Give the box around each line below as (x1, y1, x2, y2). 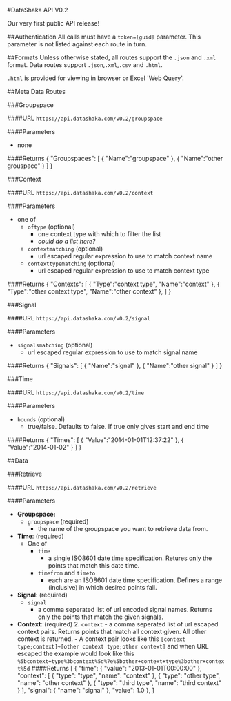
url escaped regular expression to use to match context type (37, 267, 210, 275)
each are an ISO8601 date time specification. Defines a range (48, 576, 223, 584)
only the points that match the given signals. (37, 613, 163, 621)
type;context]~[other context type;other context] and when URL (17, 642, 209, 650)
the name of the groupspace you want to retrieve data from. (37, 525, 208, 532)
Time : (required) (17, 532, 64, 540)
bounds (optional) (17, 415, 66, 423)
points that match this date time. (48, 561, 140, 569)
